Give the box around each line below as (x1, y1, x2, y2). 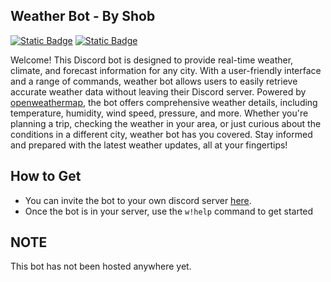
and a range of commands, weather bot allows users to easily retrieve (10, 75, 298, 87)
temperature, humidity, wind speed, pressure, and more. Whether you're (10, 107, 309, 119)
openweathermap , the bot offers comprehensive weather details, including (10, 96, 318, 108)
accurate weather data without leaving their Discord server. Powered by (10, 85, 307, 98)
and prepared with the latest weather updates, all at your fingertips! (10, 139, 288, 151)
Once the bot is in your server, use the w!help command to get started (24, 205, 314, 217)
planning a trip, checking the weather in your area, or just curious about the (10, 117, 322, 129)
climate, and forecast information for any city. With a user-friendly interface (10, 64, 322, 76)
